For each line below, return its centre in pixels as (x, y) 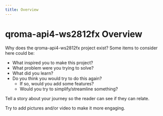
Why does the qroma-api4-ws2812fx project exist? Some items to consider (81, 48)
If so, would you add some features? (57, 83)
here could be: (20, 53)
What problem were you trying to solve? (53, 68)
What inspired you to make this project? (53, 63)
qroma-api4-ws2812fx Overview (74, 34)
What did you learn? (33, 73)
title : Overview (22, 10)
